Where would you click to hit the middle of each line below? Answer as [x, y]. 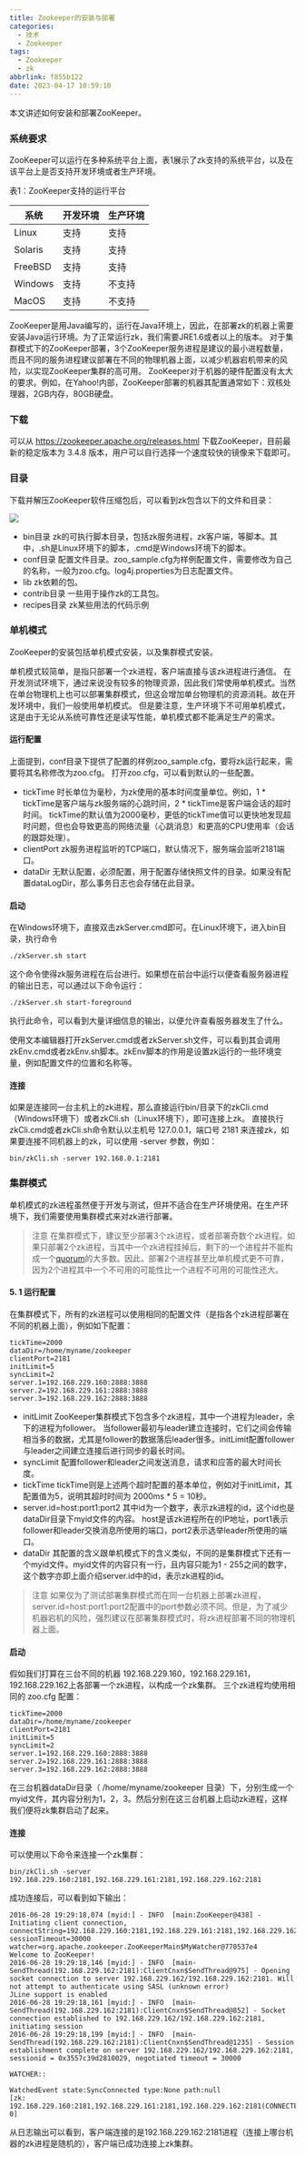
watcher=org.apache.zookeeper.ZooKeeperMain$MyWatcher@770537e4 [133, 1947]
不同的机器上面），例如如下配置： [71, 1325]
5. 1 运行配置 [33, 1292]
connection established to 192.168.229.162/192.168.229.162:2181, [138, 2019]
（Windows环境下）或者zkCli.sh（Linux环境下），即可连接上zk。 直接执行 [147, 1119]
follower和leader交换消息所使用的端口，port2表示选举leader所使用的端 [155, 1530]
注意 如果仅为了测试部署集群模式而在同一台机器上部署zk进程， [148, 1595]
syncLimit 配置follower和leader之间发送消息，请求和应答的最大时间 [148, 1462]
